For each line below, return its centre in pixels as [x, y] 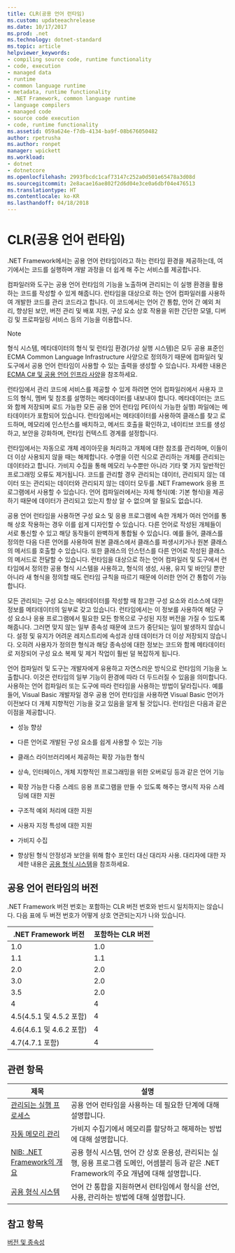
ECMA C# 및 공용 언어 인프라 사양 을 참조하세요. [72, 374]
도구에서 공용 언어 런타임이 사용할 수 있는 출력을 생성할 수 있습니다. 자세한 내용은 [117, 365]
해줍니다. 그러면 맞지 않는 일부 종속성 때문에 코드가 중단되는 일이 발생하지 [107, 627]
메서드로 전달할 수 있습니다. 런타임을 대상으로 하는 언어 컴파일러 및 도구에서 [117, 559]
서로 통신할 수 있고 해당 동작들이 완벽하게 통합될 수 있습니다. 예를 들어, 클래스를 [115, 533]
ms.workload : [26, 158]
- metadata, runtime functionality [59, 92]
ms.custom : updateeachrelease [51, 20]
